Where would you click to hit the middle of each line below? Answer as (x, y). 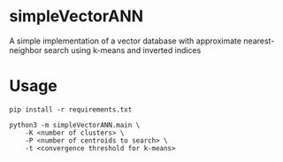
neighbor (26, 50)
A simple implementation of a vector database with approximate (125, 41)
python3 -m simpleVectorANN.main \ (75, 125)
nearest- (259, 41)
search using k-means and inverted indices (122, 50)
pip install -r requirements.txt (71, 109)
